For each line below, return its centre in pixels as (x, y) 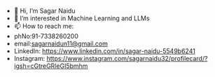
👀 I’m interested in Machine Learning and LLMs (82, 18)
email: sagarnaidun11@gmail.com (61, 43)
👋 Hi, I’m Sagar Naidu (44, 11)
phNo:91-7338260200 (46, 36)
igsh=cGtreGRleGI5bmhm (51, 66)
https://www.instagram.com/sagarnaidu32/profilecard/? (127, 58)
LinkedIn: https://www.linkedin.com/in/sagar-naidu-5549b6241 (105, 51)
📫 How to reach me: (44, 26)
